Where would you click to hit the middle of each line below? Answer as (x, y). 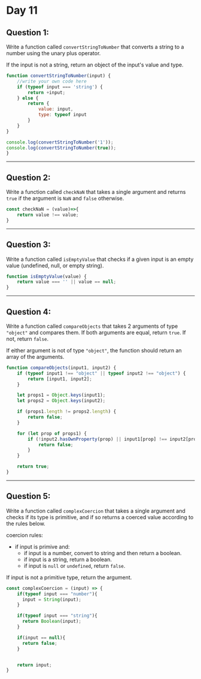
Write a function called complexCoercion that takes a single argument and (96, 511)
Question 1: (28, 33)
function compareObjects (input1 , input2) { (61, 368)
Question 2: (28, 177)
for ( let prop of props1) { (52, 433)
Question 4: (29, 312)
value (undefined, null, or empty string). (55, 265)
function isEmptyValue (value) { (46, 276)
